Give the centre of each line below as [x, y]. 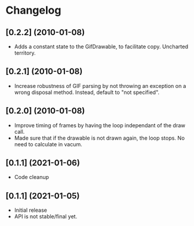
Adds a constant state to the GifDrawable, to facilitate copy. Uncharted [101, 46]
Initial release [30, 210]
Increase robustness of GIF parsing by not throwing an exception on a [100, 86]
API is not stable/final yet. [46, 216]
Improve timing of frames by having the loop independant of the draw [100, 125]
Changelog [33, 10]
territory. [25, 53]
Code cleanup [31, 177]
